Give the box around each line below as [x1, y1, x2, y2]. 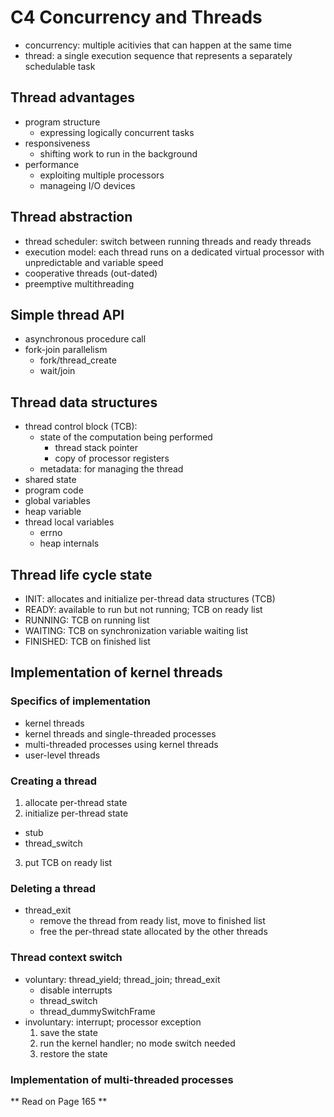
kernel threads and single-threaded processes [24, 727, 217, 740]
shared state [24, 474, 77, 486]
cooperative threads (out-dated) [24, 267, 158, 279]
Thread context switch [10, 951, 123, 965]
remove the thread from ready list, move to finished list [39, 915, 266, 927]
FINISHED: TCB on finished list [24, 636, 151, 647]
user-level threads [24, 749, 101, 761]
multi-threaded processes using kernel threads [24, 738, 219, 750]
